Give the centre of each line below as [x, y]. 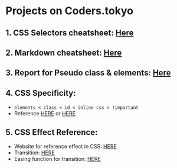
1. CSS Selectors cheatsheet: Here [70, 33]
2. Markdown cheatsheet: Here [64, 52]
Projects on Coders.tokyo [70, 11]
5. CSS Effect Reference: [52, 132]
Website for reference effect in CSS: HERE [65, 146]
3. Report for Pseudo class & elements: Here [88, 73]
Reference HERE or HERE [45, 114]
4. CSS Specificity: [41, 93]
